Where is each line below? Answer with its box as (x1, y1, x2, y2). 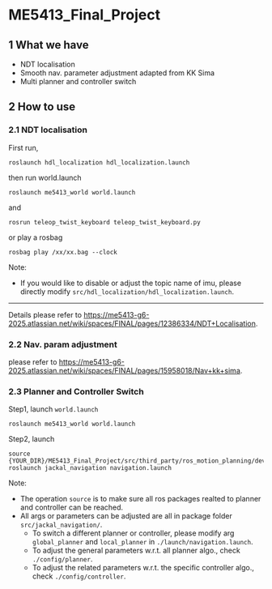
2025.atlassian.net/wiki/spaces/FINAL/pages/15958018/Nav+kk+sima (8, 365, 240, 375)
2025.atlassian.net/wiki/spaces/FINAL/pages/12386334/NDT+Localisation (8, 318, 257, 328)
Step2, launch (8, 434, 55, 444)
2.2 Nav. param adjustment (8, 339, 117, 350)
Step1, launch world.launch (8, 404, 99, 414)
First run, (8, 143, 39, 152)
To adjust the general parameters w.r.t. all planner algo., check (32, 545, 240, 556)
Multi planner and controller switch (19, 77, 137, 86)
